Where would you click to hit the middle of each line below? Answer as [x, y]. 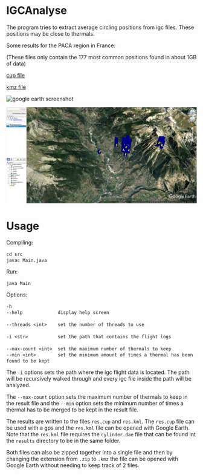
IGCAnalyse [37, 11]
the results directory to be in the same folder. [63, 441]
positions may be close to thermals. [50, 33]
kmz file [16, 87]
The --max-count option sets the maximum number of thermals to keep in [97, 397]
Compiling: [20, 243]
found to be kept [28, 361]
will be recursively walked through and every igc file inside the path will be [99, 379]
